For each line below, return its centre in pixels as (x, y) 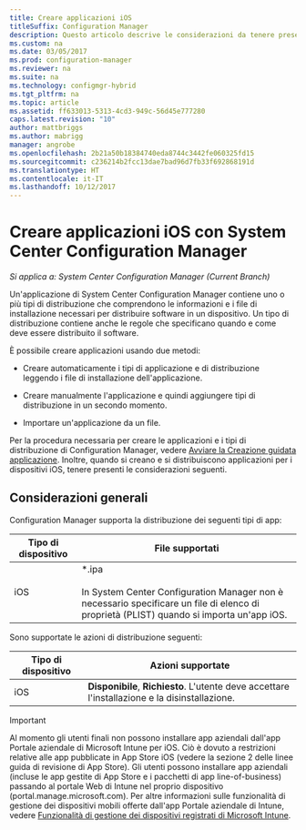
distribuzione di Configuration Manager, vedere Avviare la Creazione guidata (153, 450)
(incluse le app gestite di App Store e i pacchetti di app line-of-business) (146, 776)
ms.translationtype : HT (55, 170)
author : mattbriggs (46, 128)
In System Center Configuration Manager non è (183, 592)
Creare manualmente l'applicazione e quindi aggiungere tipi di (139, 396)
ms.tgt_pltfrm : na (44, 94)
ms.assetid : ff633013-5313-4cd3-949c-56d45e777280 (107, 111)
